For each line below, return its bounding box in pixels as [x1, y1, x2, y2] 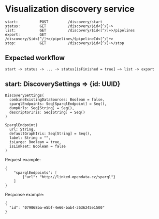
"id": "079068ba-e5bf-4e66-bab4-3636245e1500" [9, 205, 105, 210]
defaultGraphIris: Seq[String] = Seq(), [9, 131, 92, 136]
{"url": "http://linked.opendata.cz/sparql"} [22, 174, 116, 179]
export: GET [5, 32, 47, 37]
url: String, [9, 127, 36, 132]
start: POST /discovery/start [5, 19, 103, 24]
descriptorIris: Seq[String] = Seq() [9, 110, 86, 115]
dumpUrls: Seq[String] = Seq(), [9, 105, 75, 110]
